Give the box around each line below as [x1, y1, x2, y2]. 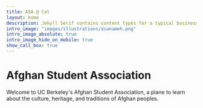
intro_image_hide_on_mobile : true [6, 37, 94, 43]
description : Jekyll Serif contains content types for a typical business [6, 20, 199, 26]
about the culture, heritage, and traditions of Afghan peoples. [6, 95, 159, 102]
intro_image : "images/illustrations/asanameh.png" [6, 25, 137, 32]
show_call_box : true [6, 43, 59, 49]
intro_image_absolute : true [6, 31, 77, 37]
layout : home [6, 14, 39, 21]
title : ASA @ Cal [6, 8, 50, 15]
